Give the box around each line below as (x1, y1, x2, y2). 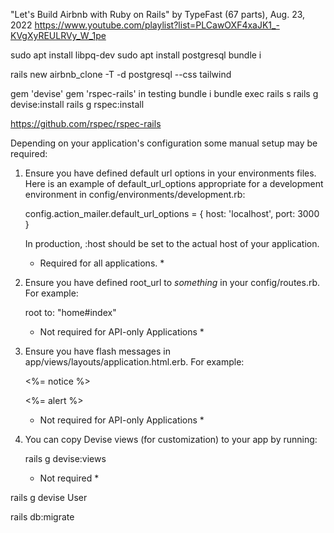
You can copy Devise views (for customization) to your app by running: (24, 434, 318, 445)
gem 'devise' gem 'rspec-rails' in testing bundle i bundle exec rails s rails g (10, 88, 319, 99)
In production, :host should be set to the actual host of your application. (24, 238, 320, 249)
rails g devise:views (24, 453, 107, 464)
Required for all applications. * (39, 257, 165, 269)
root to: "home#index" (24, 307, 117, 318)
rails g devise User (10, 492, 88, 503)
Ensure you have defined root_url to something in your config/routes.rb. (24, 277, 321, 288)
